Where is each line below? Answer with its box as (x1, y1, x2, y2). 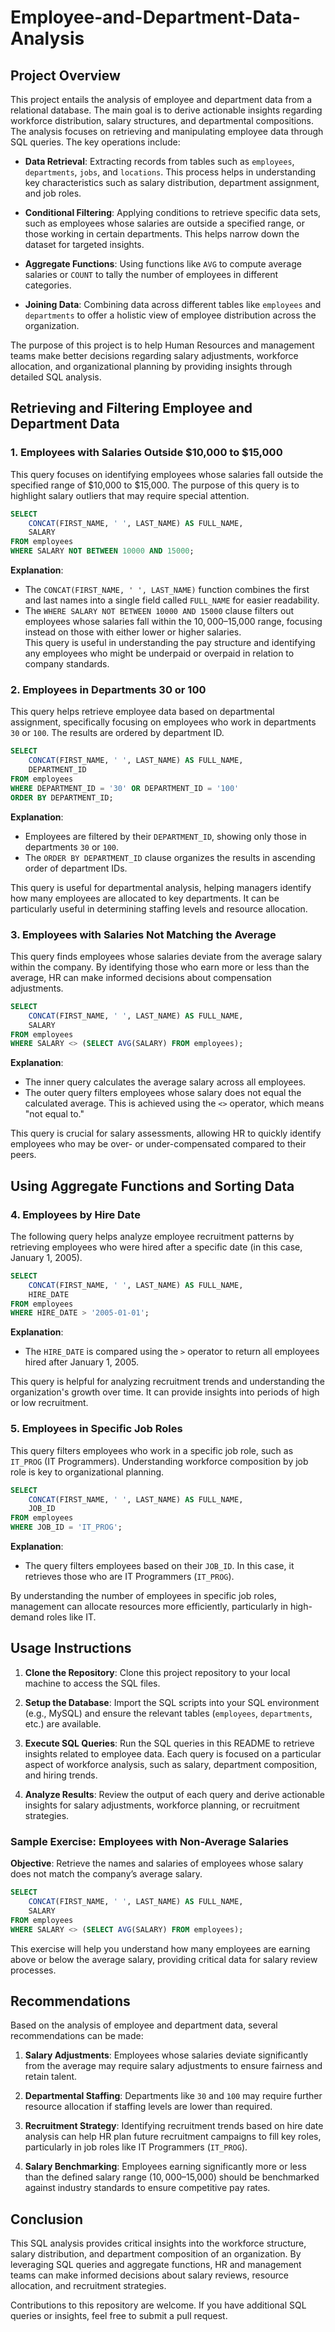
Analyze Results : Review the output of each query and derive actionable (24, 1788, 325, 1800)
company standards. (24, 658, 110, 670)
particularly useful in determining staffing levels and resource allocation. (10, 902, 308, 915)
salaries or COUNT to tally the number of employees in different (24, 269, 279, 280)
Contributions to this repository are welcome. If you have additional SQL (10, 2299, 307, 2311)
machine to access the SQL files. (24, 1677, 161, 1689)
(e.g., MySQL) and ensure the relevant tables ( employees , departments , (24, 1707, 313, 1719)
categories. (24, 279, 72, 291)
